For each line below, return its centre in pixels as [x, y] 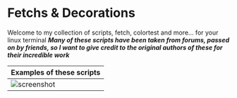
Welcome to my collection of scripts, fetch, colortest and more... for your [113, 32]
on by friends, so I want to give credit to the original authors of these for [115, 47]
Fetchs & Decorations [71, 13]
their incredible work [38, 55]
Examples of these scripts [56, 72]
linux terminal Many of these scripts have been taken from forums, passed [119, 39]
